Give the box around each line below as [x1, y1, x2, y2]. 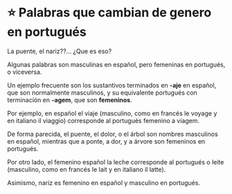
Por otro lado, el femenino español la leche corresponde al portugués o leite [7, 157, 224, 166]
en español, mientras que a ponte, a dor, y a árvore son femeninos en [7, 137, 206, 145]
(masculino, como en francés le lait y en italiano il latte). [7, 165, 166, 173]
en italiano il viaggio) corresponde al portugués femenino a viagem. [7, 116, 200, 124]
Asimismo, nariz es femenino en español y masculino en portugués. [7, 178, 201, 186]
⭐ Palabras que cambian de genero [7, 5, 212, 21]
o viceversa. [7, 68, 42, 76]
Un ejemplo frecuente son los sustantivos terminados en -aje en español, [7, 81, 217, 89]
